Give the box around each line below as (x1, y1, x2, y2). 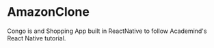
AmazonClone (7, 4, 90, 20)
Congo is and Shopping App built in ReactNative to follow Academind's (7, 27, 207, 35)
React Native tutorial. (7, 34, 66, 42)
